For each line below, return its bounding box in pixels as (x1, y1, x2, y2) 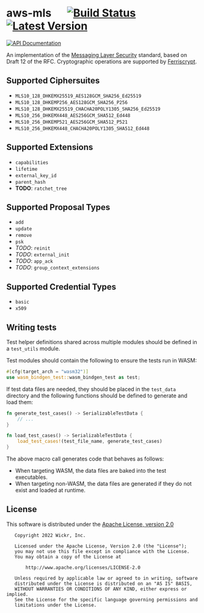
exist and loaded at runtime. (15, 487, 86, 494)
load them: (6, 398, 34, 405)
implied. (6, 591, 29, 597)
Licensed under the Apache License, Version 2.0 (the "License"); (14, 543, 188, 549)
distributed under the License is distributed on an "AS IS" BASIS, (14, 581, 192, 587)
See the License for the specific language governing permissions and (14, 596, 199, 603)
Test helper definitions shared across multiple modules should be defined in (6, 339, 197, 345)
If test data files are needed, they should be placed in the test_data (6, 385, 176, 393)
